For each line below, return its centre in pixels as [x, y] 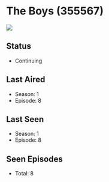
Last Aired [26, 80]
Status [19, 46]
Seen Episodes [34, 159]
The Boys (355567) [55, 11]
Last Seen [25, 119]
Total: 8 [24, 174]
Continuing [28, 61]
